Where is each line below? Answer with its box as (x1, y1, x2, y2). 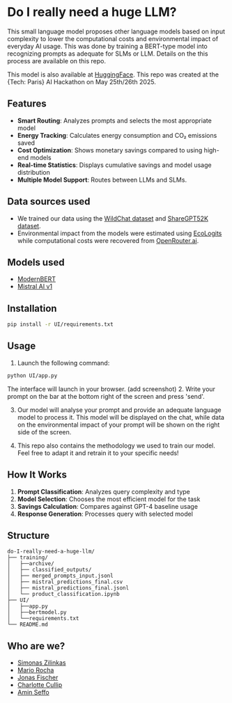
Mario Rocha (17, 666, 54, 674)
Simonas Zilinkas (17, 658, 66, 667)
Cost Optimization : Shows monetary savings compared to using (17, 145, 203, 154)
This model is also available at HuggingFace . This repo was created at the (7, 70, 219, 79)
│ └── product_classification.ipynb (7, 591, 120, 598)
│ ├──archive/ (7, 560, 54, 567)
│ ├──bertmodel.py (7, 609, 68, 616)
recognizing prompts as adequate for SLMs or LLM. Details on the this (7, 49, 208, 58)
